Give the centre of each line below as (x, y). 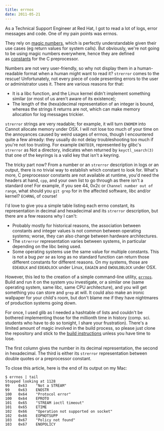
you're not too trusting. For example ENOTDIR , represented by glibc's (73, 144)
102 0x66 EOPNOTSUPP (31, 416)
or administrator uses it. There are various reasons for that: (64, 84)
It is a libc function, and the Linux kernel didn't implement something (81, 93)
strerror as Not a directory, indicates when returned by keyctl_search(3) (80, 150)
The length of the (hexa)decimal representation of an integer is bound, (83, 104)
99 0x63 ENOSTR (27, 390)
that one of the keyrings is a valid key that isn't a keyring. (62, 155)
